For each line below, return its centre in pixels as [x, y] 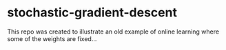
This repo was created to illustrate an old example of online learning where [113, 32]
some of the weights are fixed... [52, 38]
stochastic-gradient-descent [92, 13]
